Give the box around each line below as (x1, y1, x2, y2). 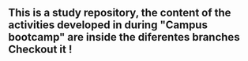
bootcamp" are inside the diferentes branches (8, 30, 240, 44)
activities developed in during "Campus (8, 19, 208, 32)
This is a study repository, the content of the (8, 6, 231, 20)
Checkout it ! (8, 43, 73, 56)
